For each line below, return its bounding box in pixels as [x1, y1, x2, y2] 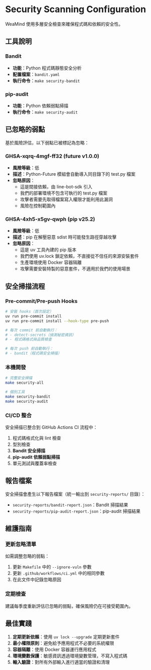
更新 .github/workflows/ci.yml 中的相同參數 [12, 570, 105, 576]
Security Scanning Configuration [5, 4, 146, 15]
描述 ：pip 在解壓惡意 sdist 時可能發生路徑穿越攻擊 [12, 234, 117, 240]
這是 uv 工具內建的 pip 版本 [20, 247, 77, 253]
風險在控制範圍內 [20, 203, 56, 209]
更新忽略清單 [5, 541, 37, 548]
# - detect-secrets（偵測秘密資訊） [5, 332, 76, 337]
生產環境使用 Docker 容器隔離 [20, 259, 82, 265]
